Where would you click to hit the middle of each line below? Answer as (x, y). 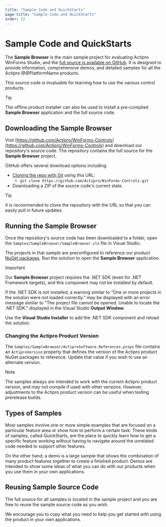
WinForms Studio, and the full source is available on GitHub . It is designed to (83, 63)
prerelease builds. (24, 397)
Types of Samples (33, 413)
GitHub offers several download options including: (56, 166)
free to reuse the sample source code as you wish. (57, 504)
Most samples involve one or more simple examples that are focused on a (81, 425)
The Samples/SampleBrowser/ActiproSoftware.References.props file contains (83, 347)
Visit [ (11, 140)
